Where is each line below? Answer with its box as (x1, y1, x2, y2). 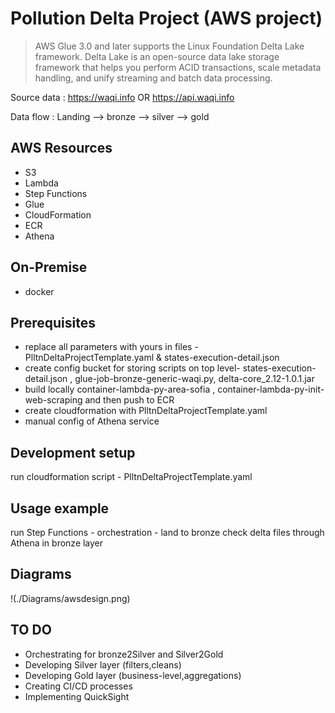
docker (24, 285, 55, 297)
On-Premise (10, 259, 88, 276)
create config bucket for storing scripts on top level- (24, 362, 241, 374)
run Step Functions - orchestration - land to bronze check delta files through (10, 527, 325, 538)
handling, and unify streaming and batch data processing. (34, 72, 273, 84)
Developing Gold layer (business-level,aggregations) (24, 669, 242, 681)
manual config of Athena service (24, 415, 160, 427)
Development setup (10, 444, 136, 461)
